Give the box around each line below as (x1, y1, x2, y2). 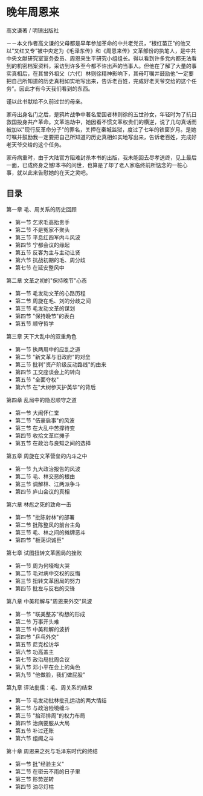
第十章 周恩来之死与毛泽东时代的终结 (6, 747, 98, 754)
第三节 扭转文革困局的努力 (14, 577, 80, 584)
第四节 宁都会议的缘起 (14, 241, 70, 248)
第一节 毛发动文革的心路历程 (14, 289, 86, 297)
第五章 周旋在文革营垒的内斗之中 (6, 452, 88, 459)
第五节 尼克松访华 (14, 640, 59, 648)
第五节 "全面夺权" (14, 376, 59, 383)
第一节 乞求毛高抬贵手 (14, 219, 70, 226)
